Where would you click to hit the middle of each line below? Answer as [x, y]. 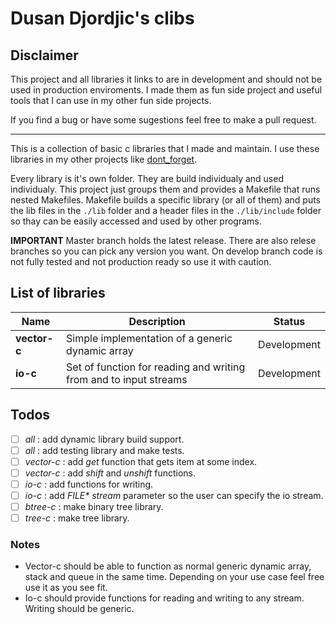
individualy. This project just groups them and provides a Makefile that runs [165, 189]
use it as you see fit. [66, 588]
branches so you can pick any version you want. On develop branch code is [166, 251]
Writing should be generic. [79, 609]
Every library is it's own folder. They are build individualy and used [147, 178]
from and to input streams [127, 379]
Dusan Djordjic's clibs [102, 18]
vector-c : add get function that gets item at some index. [141, 461]
